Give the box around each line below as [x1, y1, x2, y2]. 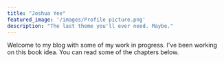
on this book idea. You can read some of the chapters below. [7, 48, 179, 56]
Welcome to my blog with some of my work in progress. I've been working [7, 41, 218, 49]
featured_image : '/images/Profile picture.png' [7, 16, 146, 23]
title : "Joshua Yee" [7, 9, 67, 17]
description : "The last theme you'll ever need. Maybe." [7, 22, 174, 29]
